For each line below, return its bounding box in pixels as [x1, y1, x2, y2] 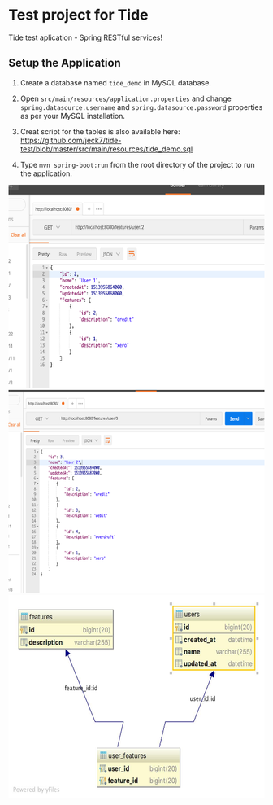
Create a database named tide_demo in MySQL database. [19, 77, 211, 87]
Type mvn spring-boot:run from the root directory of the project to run [19, 160, 256, 169]
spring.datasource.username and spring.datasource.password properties [19, 102, 263, 112]
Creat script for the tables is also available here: [19, 126, 180, 136]
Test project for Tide [8, 6, 149, 24]
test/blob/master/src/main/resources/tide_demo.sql [19, 144, 193, 154]
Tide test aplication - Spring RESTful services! [8, 33, 162, 42]
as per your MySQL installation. [19, 111, 126, 120]
